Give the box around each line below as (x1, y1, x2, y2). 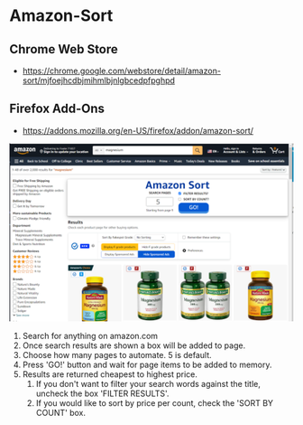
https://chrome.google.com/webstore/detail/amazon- (22, 65, 221, 76)
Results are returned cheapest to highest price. (22, 368, 198, 380)
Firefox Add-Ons (9, 101, 106, 117)
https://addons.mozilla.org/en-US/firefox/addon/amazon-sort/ (22, 125, 254, 136)
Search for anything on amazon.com (22, 330, 159, 341)
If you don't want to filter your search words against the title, (35, 378, 262, 389)
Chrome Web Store (9, 42, 119, 57)
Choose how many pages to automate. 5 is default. (22, 349, 212, 360)
